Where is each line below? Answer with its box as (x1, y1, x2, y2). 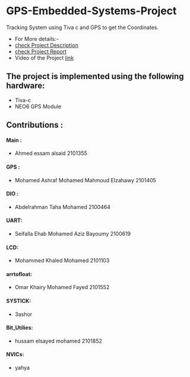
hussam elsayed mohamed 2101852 (14, 337, 103, 344)
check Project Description (14, 42, 78, 49)
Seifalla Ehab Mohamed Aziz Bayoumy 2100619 (14, 230, 131, 237)
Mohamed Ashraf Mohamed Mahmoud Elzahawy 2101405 (14, 176, 156, 183)
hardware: (6, 81, 46, 91)
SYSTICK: (6, 297, 31, 304)
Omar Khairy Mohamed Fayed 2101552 (14, 284, 110, 291)
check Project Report (14, 47, 67, 55)
